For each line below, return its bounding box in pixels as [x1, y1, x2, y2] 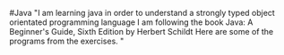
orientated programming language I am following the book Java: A [9, 17, 254, 27]
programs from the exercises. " [9, 35, 125, 46]
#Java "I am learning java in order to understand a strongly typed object [9, 8, 275, 18]
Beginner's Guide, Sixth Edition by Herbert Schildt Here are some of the [9, 27, 274, 36]
